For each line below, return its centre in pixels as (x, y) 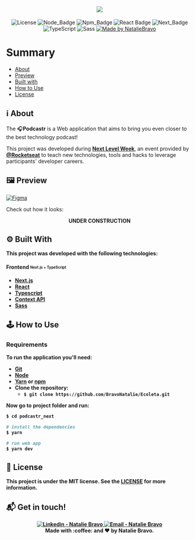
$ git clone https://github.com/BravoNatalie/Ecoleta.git (97, 395)
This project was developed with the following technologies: (82, 253)
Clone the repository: (41, 388)
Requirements (27, 345)
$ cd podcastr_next (30, 417)
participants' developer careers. (45, 161)
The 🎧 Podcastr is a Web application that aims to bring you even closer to (97, 128)
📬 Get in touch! (36, 507)
